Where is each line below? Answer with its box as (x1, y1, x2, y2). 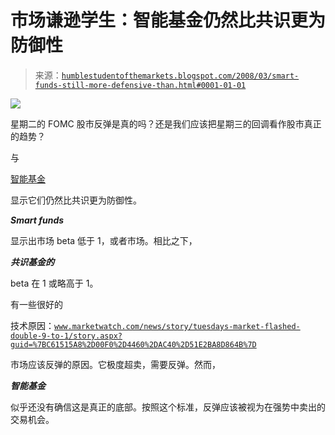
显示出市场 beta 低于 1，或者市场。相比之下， (10, 234, 198, 246)
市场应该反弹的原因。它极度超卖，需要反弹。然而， (10, 358, 221, 370)
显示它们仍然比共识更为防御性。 (10, 194, 142, 206)
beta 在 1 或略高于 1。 (10, 277, 99, 289)
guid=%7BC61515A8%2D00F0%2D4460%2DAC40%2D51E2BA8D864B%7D (10, 339, 257, 350)
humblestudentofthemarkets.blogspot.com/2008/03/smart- (61, 71, 300, 81)
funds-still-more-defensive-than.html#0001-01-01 (34, 80, 247, 90)
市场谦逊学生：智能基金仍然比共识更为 (10, 9, 327, 32)
